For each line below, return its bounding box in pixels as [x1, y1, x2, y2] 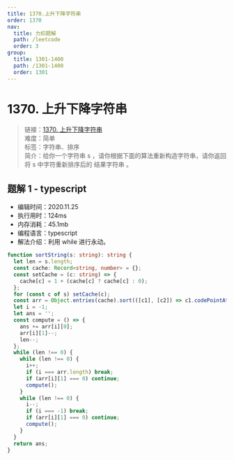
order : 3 [13, 43, 39, 50]
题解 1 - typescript [7, 182, 87, 194]
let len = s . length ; [13, 258, 73, 266]
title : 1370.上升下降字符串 [7, 10, 81, 17]
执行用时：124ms [17, 211, 68, 220]
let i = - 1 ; [13, 303, 49, 311]
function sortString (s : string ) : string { [7, 252, 132, 259]
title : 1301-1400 [13, 56, 64, 63]
